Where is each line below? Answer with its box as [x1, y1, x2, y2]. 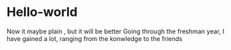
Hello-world [6, 4, 78, 20]
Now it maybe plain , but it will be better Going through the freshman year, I [6, 27, 225, 35]
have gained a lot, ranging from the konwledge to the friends [6, 34, 182, 42]
